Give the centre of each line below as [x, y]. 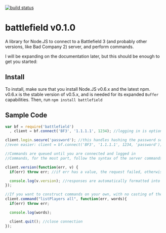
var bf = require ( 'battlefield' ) [40, 126]
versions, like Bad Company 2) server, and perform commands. [70, 47]
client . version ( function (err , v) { [42, 167]
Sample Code [26, 115]
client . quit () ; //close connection [46, 221]
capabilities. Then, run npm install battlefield [54, 100]
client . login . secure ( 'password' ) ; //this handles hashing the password [80, 140]
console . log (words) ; [31, 212]
